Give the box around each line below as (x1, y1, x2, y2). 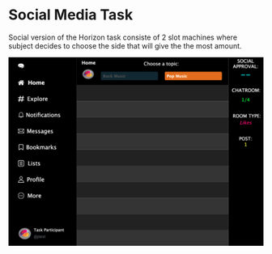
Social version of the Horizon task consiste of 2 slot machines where (8, 32, 237, 42)
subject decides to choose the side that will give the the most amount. (8, 40, 242, 50)
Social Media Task (8, 6, 134, 24)
